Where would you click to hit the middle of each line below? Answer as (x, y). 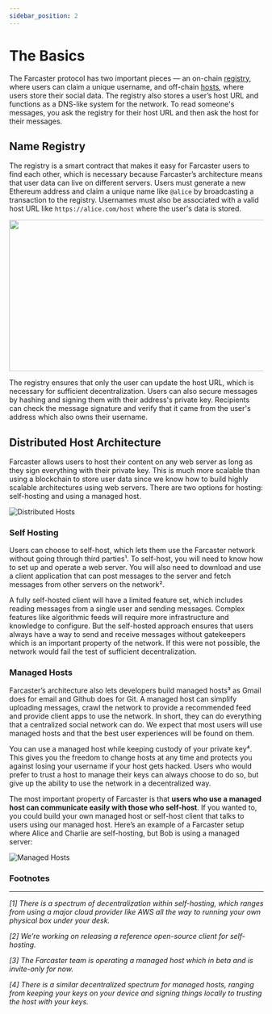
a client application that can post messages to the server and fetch (120, 576)
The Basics (47, 55)
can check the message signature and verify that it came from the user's (130, 409)
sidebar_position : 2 (44, 16)
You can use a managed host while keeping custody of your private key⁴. (131, 748)
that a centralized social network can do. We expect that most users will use (136, 724)
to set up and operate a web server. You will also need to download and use (135, 568)
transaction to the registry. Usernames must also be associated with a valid (134, 200)
